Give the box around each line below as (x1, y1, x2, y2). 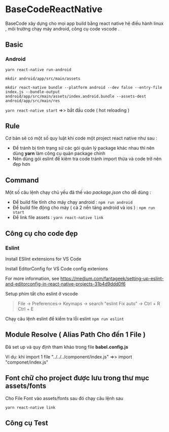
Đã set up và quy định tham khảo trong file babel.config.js (5, 344, 128, 350)
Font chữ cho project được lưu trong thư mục (5, 374, 150, 382)
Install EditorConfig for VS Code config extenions (5, 265, 108, 272)
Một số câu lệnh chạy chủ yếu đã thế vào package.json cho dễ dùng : (5, 189, 151, 196)
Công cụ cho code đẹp (5, 229, 78, 238)
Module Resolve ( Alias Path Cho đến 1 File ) (5, 331, 146, 339)
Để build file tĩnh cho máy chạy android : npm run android (12, 199, 133, 205)
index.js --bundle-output (5, 89, 60, 94)
